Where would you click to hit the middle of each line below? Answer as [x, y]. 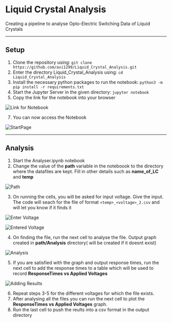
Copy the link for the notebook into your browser [64, 97]
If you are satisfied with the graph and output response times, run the [86, 263]
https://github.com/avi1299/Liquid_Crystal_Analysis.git [75, 67]
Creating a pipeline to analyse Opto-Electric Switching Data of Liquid [78, 24]
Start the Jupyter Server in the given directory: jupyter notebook [81, 92]
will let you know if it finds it [42, 207]
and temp [23, 177]
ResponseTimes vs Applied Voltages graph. [60, 304]
